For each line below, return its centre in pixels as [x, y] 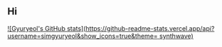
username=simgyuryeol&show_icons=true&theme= [83, 36]
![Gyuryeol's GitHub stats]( [47, 28]
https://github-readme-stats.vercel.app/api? [150, 28]
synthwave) [176, 36]
